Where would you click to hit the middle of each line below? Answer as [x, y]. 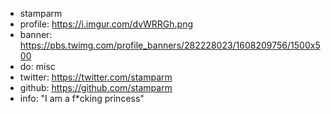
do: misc [37, 66]
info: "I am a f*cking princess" [82, 98]
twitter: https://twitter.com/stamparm [96, 77]
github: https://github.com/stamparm [96, 87]
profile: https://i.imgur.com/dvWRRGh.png [106, 24]
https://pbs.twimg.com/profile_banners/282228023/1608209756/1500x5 [170, 45]
